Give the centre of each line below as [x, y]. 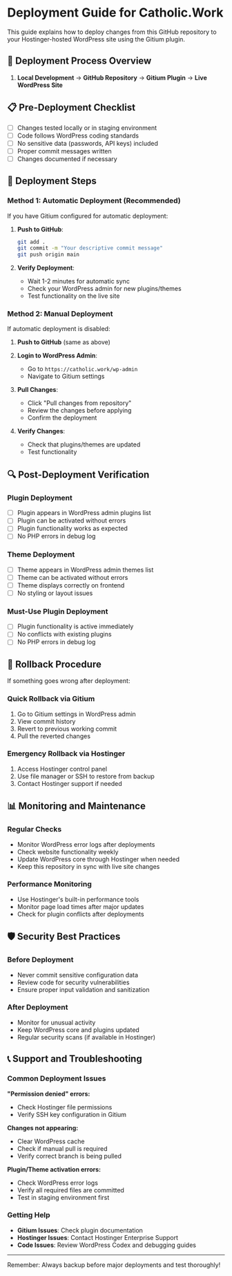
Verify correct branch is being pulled [69, 1156]
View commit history [46, 721]
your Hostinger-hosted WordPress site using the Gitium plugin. [96, 39]
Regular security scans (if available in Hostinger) [86, 1037]
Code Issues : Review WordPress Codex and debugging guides [107, 1245]
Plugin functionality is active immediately [75, 626]
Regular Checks [35, 829]
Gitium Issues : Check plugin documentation [80, 1230]
